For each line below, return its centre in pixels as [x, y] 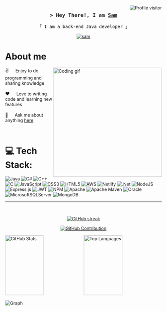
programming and [24, 78]
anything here [19, 120]
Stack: [19, 165]
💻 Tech [21, 151]
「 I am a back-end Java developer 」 [83, 27]
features [14, 105]
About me [26, 57]
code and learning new [29, 99]
